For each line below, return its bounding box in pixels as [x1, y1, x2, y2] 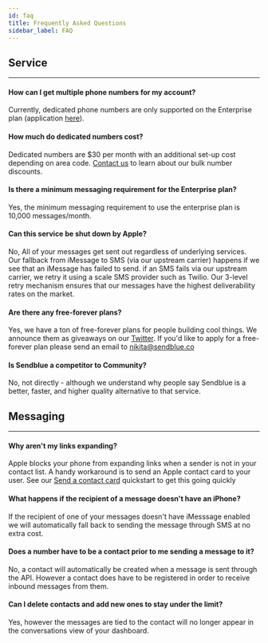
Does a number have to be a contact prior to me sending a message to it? [8, 547, 255, 556]
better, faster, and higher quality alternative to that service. [8, 386, 202, 396]
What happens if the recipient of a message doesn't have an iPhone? [8, 494, 241, 504]
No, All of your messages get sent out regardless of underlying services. [8, 247, 247, 256]
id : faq [8, 11, 34, 20]
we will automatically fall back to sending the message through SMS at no [8, 519, 251, 530]
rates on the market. [8, 289, 75, 299]
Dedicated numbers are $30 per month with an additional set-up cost [8, 149, 236, 159]
